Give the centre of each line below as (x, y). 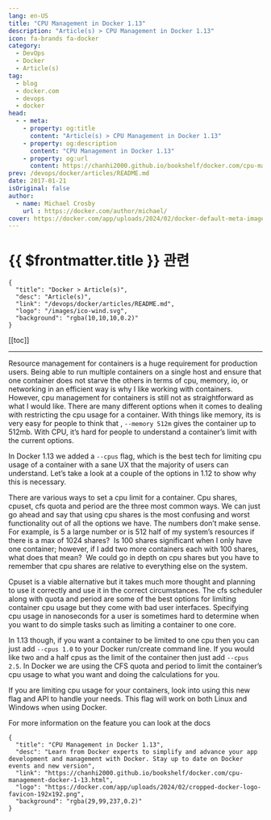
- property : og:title (59, 128)
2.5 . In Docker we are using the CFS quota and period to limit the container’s (135, 666)
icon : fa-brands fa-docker (54, 38)
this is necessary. (38, 482)
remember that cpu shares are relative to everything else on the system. (128, 567)
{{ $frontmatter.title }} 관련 (99, 261)
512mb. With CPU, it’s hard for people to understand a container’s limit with (133, 432)
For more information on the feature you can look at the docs (110, 723)
